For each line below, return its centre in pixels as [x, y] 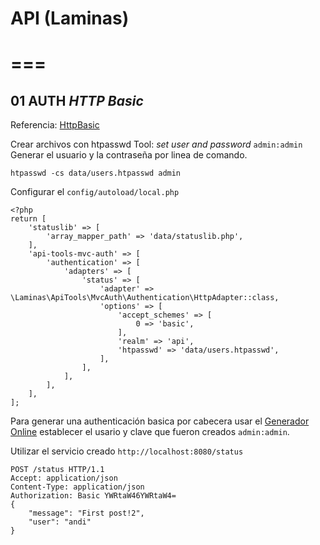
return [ [28, 219]
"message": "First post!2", [86, 513]
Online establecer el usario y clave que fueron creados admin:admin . [150, 432]
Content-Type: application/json [77, 487]
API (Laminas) [70, 18]
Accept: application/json [64, 478]
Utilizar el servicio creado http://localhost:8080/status [127, 451]
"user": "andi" [60, 522]
